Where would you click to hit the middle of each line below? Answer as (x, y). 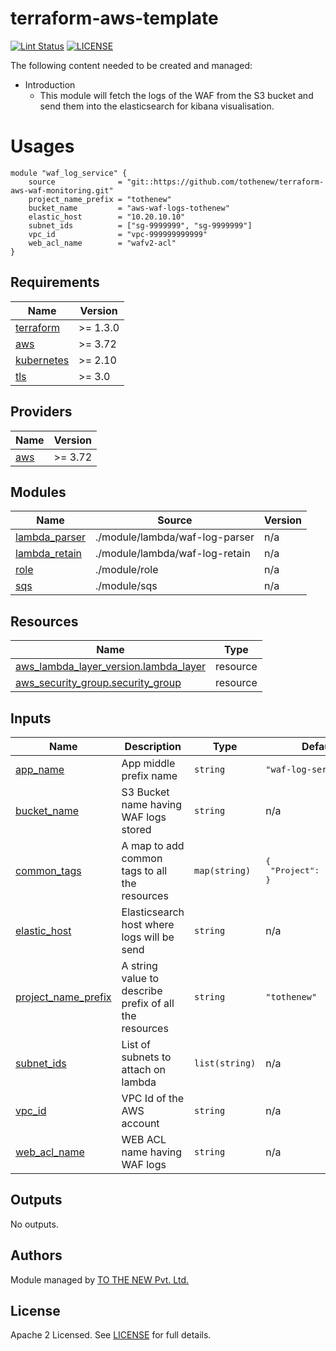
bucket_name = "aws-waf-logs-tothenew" (129, 208)
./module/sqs (126, 586)
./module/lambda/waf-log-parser (175, 537)
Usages (42, 146)
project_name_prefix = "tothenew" (100, 199)
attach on (144, 1069)
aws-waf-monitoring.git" (62, 190)
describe (142, 990)
